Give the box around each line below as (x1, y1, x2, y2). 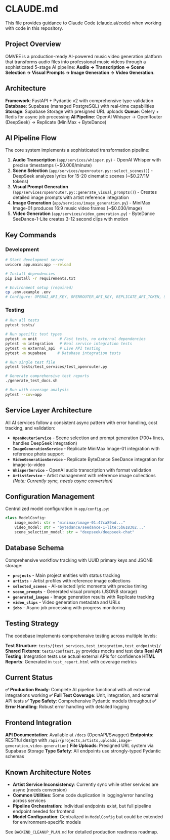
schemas (5, 753, 24, 760)
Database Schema (5, 543, 64, 552)
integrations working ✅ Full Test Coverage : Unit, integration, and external (5, 692, 158, 698)
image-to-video (12, 461, 46, 468)
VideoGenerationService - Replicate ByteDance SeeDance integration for (12, 456, 164, 462)
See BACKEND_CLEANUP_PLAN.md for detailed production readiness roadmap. (5, 829, 158, 835)
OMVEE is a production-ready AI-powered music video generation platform (5, 53, 162, 59)
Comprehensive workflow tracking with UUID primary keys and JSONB (5, 557, 153, 563)
